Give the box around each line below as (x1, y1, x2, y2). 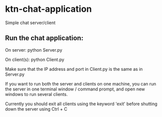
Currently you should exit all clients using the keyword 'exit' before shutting (5, 101, 158, 107)
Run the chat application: (5, 34, 83, 42)
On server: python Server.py (5, 47, 62, 53)
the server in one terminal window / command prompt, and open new (5, 86, 145, 92)
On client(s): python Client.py (5, 57, 65, 62)
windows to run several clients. (5, 91, 68, 97)
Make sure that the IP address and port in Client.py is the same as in (5, 66, 143, 72)
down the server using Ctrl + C (5, 106, 68, 112)
